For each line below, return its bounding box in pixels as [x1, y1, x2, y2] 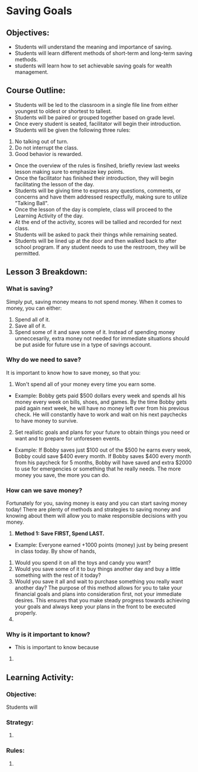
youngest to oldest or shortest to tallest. [14, 108, 112, 115]
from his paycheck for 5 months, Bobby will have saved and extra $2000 [14, 459, 192, 466]
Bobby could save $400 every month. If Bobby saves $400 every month [14, 452, 191, 459]
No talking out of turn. [14, 138, 69, 145]
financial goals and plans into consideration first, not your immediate [14, 591, 182, 598]
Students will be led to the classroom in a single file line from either [14, 101, 178, 108]
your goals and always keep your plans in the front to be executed [14, 603, 176, 610]
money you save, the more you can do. [14, 471, 110, 478]
